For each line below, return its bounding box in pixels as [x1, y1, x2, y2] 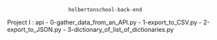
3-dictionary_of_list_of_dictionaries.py [67, 26, 175, 33]
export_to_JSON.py [7, 26, 62, 33]
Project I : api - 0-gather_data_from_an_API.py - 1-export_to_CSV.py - [7, 18, 202, 26]
